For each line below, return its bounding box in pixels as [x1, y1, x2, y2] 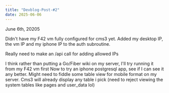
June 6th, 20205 [5, 26, 40, 32]
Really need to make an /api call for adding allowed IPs [5, 51, 119, 57]
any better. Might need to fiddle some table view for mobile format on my [5, 71, 157, 77]
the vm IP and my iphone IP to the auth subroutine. [5, 41, 110, 47]
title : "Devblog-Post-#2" [5, 7, 60, 13]
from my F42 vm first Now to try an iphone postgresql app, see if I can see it [5, 66, 164, 72]
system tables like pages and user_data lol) [5, 81, 95, 88]
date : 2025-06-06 [5, 12, 42, 17]
